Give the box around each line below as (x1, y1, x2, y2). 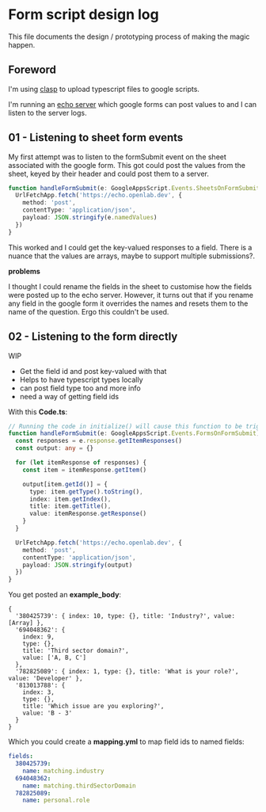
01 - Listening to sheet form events (8, 131, 184, 144)
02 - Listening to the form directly (8, 330, 178, 344)
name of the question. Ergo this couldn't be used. (8, 307, 169, 316)
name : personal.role (22, 796, 90, 805)
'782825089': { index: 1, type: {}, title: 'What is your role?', (15, 668, 239, 676)
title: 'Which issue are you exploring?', (22, 703, 165, 711)
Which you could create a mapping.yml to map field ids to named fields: (8, 737, 245, 746)
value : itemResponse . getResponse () (28, 509, 147, 518)
